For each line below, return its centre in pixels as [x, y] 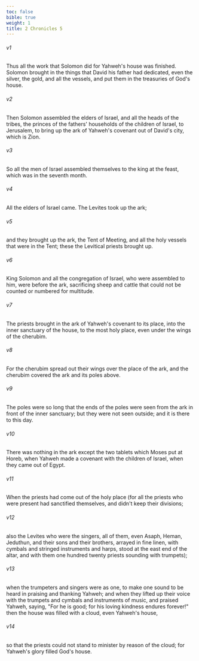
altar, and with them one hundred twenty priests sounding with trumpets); [97, 555]
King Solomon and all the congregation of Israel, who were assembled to [96, 279]
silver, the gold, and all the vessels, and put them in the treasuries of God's [98, 79]
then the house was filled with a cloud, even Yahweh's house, [82, 612]
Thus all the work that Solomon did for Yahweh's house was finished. [91, 66]
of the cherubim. [27, 336]
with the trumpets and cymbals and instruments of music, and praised [92, 600]
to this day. [20, 420]
